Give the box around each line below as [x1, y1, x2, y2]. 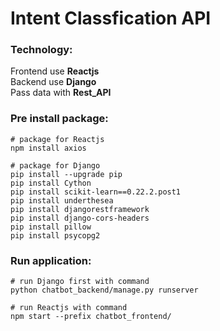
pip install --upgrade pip [10, 169, 123, 179]
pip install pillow [10, 222, 92, 232]
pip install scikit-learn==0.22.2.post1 [10, 187, 182, 197]
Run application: [10, 253, 92, 267]
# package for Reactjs [10, 134, 105, 144]
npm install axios [10, 143, 87, 153]
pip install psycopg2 [10, 230, 101, 241]
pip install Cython [10, 178, 92, 188]
